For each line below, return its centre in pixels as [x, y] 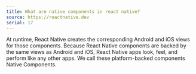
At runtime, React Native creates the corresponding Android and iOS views [98, 40]
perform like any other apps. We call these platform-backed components [96, 58]
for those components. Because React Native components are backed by [96, 46]
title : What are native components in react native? [73, 12]
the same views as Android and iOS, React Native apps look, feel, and [92, 52]
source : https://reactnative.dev [48, 17]
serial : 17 [20, 22]
